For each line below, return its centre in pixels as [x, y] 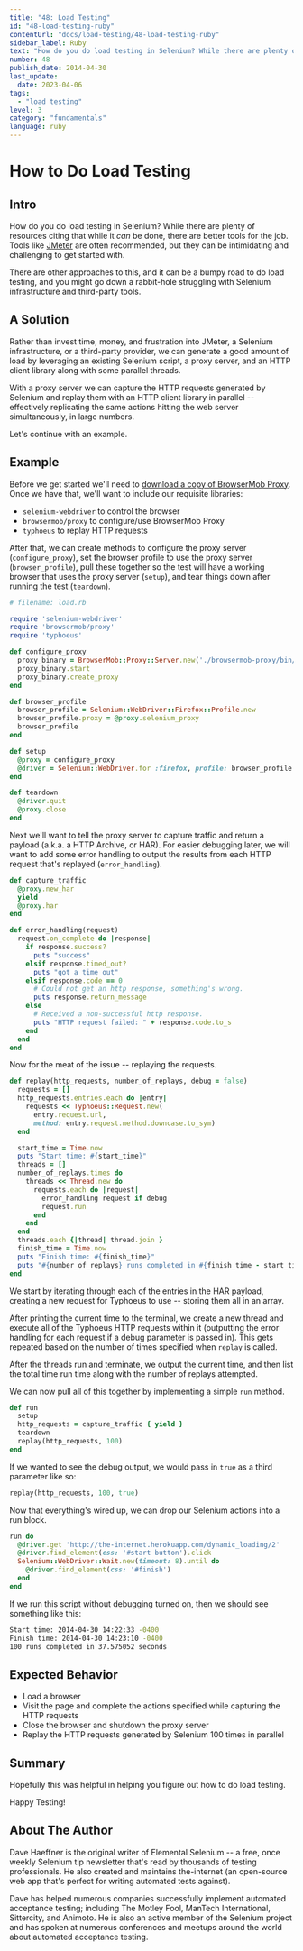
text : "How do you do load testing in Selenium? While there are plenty [149, 51]
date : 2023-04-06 [50, 85]
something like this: [46, 1613]
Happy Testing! [37, 1802]
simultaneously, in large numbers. [72, 417]
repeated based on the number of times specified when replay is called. [143, 1346]
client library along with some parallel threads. [95, 370]
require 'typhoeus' [46, 636]
